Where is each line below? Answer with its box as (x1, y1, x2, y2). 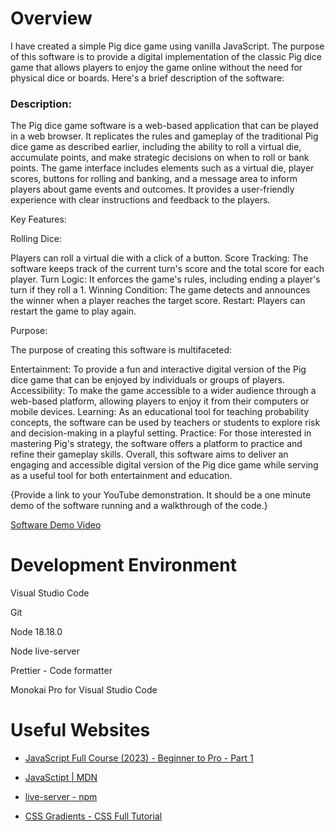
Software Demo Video (10, 519, 102, 531)
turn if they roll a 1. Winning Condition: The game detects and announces (10, 284, 311, 296)
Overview (10, 7, 93, 30)
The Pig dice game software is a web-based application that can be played (10, 120, 319, 132)
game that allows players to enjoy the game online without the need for (10, 61, 303, 73)
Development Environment (10, 554, 237, 577)
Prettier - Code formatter (10, 665, 113, 677)
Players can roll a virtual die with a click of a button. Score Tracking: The (10, 252, 309, 264)
